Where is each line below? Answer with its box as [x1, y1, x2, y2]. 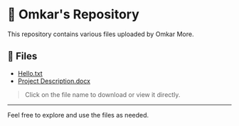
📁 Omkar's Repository [7, 6, 140, 23]
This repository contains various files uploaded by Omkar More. [7, 30, 194, 38]
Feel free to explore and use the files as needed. [7, 110, 149, 119]
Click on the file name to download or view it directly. [24, 90, 181, 98]
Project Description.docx [17, 76, 91, 85]
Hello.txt [17, 69, 43, 77]
